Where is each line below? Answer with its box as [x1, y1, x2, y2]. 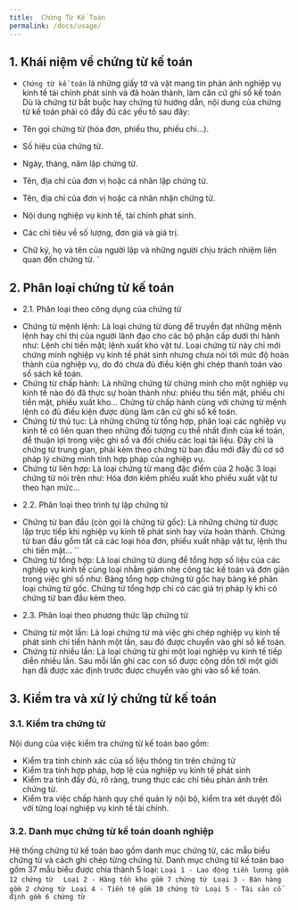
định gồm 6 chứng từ [9, 893, 87, 902]
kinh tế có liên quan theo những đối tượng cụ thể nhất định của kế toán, [21, 426, 286, 436]
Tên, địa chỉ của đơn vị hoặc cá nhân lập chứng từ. [21, 176, 209, 186]
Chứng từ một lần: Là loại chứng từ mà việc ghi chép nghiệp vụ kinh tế [21, 627, 281, 638]
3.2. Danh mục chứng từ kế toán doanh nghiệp [9, 824, 214, 837]
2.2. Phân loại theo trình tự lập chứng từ [21, 500, 169, 510]
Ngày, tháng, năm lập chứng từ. [21, 158, 138, 170]
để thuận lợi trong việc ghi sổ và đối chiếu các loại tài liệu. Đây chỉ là [21, 434, 274, 446]
